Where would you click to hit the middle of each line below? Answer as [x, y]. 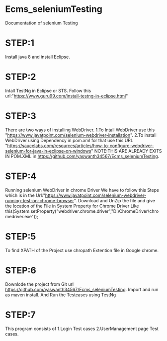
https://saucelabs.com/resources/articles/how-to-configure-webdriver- [81, 146]
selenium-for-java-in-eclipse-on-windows [48, 151]
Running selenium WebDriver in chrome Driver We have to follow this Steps [82, 190]
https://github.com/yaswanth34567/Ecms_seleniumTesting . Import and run [82, 289]
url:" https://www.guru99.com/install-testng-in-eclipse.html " [67, 96]
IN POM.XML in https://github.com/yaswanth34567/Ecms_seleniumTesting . [82, 156]
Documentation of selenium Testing [42, 23]
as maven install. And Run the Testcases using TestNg [61, 295]
